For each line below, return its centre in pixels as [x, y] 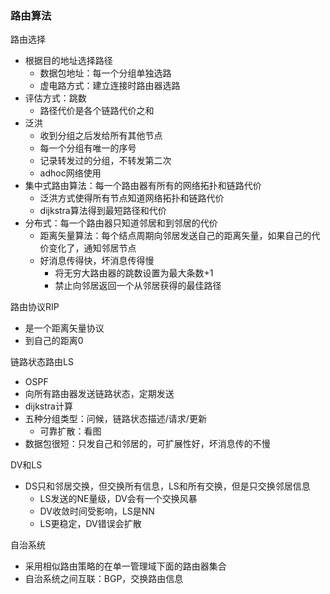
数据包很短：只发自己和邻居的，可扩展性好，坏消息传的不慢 [147, 444]
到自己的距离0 [54, 341]
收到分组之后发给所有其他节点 [101, 136]
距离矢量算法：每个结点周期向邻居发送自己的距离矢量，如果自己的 [175, 236]
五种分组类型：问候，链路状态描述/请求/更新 [115, 419]
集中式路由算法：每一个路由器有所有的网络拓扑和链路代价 [143, 186]
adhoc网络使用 [70, 173]
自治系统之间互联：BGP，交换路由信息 [104, 579]
